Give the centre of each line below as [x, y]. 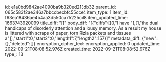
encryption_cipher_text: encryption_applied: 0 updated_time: [98, 44]
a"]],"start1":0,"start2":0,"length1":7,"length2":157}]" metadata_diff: [73, 38]
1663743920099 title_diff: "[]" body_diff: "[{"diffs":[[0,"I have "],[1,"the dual [82, 23]
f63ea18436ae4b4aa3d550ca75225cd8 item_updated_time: [67, 17]
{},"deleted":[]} [20, 44]
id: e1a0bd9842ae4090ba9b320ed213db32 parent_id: [61, 7]
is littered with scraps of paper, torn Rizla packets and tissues [68, 33]
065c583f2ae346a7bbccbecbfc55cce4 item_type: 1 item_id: [67, 12]
